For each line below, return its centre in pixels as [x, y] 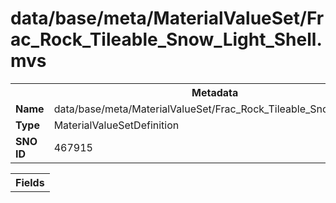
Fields [30, 182]
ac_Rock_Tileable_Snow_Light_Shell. [166, 39]
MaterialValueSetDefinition [116, 125]
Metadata [215, 92]
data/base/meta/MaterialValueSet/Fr [167, 18]
